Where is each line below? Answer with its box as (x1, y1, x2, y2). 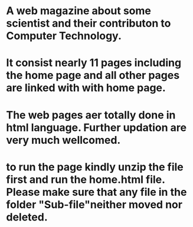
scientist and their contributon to (6, 17, 171, 30)
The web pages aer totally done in (6, 108, 176, 121)
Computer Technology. (6, 29, 122, 42)
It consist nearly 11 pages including (6, 56, 182, 70)
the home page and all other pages (6, 69, 180, 82)
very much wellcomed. (6, 133, 121, 147)
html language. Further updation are (6, 121, 187, 134)
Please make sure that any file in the (6, 185, 187, 199)
